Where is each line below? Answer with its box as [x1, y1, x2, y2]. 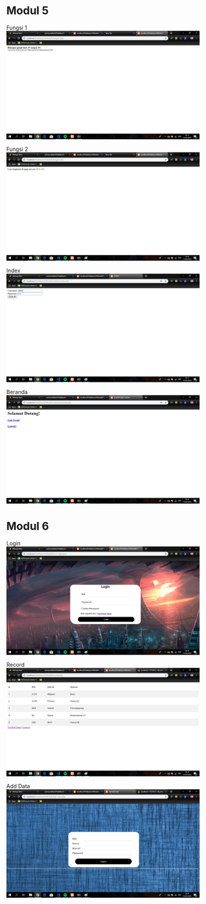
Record [6, 661, 25, 668]
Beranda [6, 388, 28, 395]
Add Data [6, 782, 31, 789]
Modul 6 [6, 519, 49, 533]
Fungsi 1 [6, 24, 28, 31]
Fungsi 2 [6, 145, 29, 153]
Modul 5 [6, 4, 49, 18]
